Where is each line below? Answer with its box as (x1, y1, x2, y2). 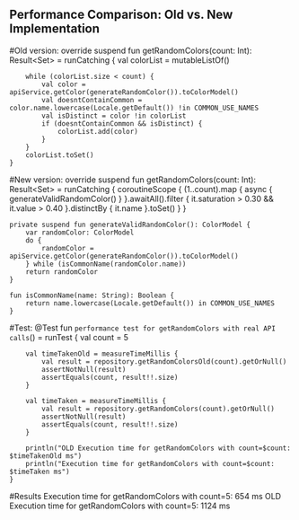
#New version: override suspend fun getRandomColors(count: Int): (9, 174, 257, 185)
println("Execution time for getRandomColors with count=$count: (25, 459, 276, 468)
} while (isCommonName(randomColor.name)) (25, 260, 187, 269)
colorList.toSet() (25, 150, 94, 160)
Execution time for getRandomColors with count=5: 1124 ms (9, 500, 231, 511)
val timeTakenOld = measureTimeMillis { (25, 349, 179, 358)
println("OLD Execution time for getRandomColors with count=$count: (25, 444, 292, 453)
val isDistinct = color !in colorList (41, 111, 187, 120)
